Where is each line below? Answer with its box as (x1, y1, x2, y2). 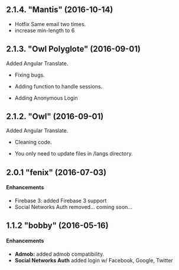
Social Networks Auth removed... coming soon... (14, 204, 133, 211)
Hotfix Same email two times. (14, 20, 86, 27)
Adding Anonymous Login (14, 94, 78, 101)
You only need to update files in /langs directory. (14, 150, 133, 157)
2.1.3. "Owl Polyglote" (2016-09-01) (6, 44, 141, 54)
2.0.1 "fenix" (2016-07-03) (6, 167, 107, 177)
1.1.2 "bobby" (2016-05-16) (6, 221, 109, 231)
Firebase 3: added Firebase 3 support (14, 197, 107, 204)
